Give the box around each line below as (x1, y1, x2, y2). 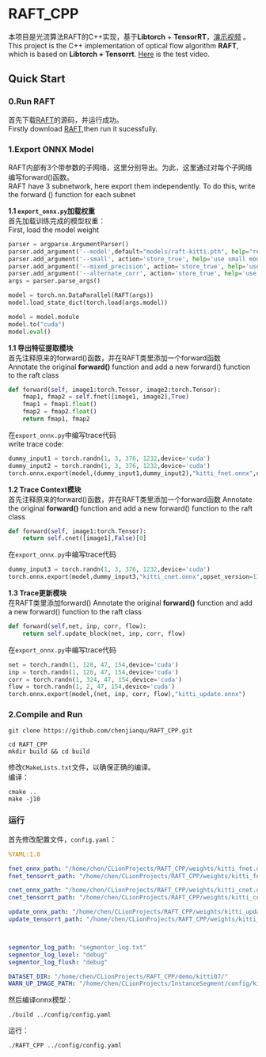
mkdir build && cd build (8, 747, 90, 756)
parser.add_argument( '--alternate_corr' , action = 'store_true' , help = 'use (8, 270, 257, 278)
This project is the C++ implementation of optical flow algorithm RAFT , (8, 40, 239, 50)
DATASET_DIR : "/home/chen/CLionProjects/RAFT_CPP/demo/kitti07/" (8, 972, 228, 980)
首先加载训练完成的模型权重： (8, 215, 105, 226)
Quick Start (8, 72, 66, 86)
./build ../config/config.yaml (8, 1011, 112, 1019)
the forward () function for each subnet (8, 189, 136, 199)
